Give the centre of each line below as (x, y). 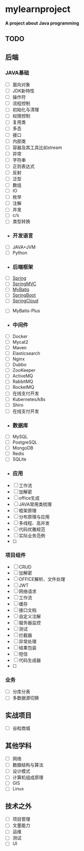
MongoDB (23, 448)
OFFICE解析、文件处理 (42, 579)
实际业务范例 (32, 535)
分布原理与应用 (34, 517)
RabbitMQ (23, 381)
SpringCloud (25, 301)
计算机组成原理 (28, 777)
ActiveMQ (23, 376)
